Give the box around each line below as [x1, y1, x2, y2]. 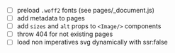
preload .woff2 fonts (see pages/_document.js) [16, 6, 155, 14]
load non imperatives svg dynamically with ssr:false [16, 38, 168, 47]
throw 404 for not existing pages [16, 30, 113, 38]
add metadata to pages [16, 14, 86, 23]
